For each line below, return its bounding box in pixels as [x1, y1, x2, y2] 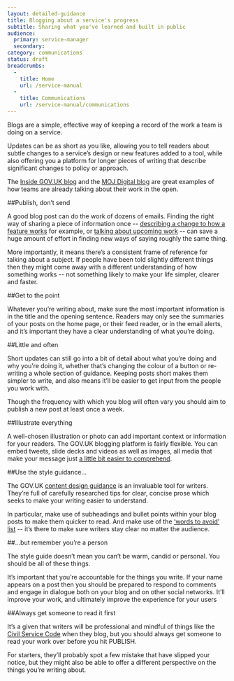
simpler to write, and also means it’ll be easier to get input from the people [7, 376, 221, 385]
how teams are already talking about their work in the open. [7, 185, 179, 193]
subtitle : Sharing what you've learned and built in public [7, 23, 187, 30]
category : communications [7, 50, 82, 57]
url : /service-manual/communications [20, 101, 130, 108]
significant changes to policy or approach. [7, 164, 129, 172]
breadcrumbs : [7, 62, 45, 69]
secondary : [13, 43, 45, 50]
